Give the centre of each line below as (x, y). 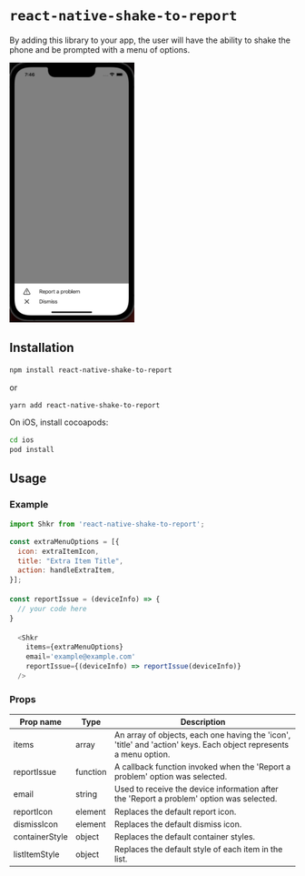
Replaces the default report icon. (175, 811)
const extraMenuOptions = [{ (64, 541)
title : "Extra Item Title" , (71, 561)
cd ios (22, 440)
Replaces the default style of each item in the (198, 850)
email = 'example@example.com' (81, 657)
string (87, 794)
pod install (32, 450)
